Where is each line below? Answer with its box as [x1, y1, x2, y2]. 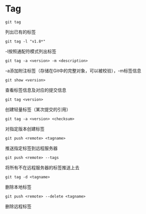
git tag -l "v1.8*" [5, 38, 46, 44]
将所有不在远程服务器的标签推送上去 [5, 164, 80, 170]
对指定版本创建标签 [5, 125, 45, 131]
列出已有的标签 [5, 28, 36, 35]
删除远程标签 [5, 203, 31, 209]
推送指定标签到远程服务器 [5, 145, 58, 151]
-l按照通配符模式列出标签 [5, 48, 56, 54]
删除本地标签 [5, 183, 31, 190]
